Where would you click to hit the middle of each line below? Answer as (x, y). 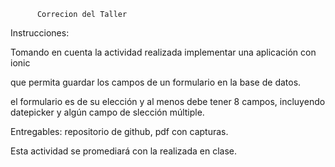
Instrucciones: (40, 33)
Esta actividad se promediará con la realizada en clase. (124, 151)
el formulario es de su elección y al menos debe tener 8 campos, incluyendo (168, 101)
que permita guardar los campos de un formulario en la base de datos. (156, 82)
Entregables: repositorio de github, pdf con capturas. (119, 131)
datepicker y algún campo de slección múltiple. (107, 112)
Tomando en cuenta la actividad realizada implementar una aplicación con (163, 52)
